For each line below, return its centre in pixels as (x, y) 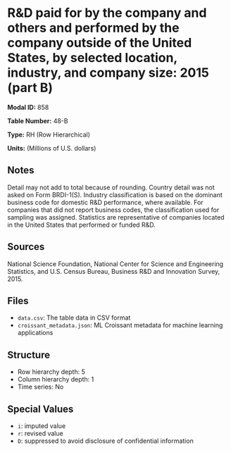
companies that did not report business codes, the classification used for (113, 210)
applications (35, 333)
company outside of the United (100, 43)
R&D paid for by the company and (107, 13)
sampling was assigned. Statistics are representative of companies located (116, 217)
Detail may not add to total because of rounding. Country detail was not (111, 187)
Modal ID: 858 (28, 107)
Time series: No (40, 387)
